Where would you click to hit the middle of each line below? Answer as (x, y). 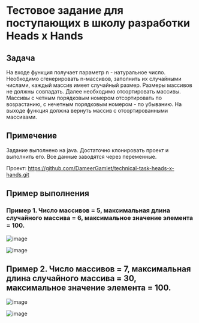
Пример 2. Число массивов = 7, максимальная (99, 269)
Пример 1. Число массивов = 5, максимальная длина (88, 210)
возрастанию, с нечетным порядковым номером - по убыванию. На (94, 104)
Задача (21, 58)
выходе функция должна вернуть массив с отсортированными (87, 111)
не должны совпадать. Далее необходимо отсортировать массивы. (94, 91)
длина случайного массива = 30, (71, 278)
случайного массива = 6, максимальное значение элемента (100, 218)
